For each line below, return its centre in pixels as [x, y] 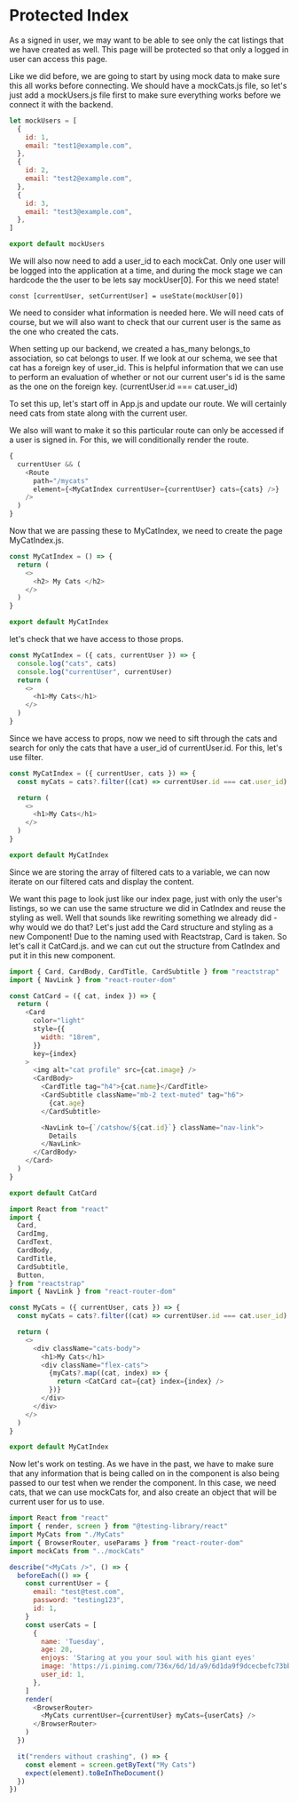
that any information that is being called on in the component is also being [144, 1473]
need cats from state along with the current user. [98, 413]
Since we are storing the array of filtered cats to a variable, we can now [140, 872]
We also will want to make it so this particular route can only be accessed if [147, 431]
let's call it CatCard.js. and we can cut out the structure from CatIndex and [145, 946]
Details [63, 1136]
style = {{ [49, 1029]
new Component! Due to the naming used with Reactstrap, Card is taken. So [148, 936]
